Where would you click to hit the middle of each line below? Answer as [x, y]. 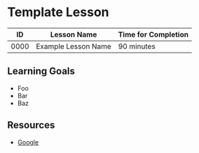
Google [28, 142]
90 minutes [137, 46]
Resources [31, 125]
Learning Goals [41, 71]
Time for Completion [153, 34]
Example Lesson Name [74, 46]
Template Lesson [58, 12]
